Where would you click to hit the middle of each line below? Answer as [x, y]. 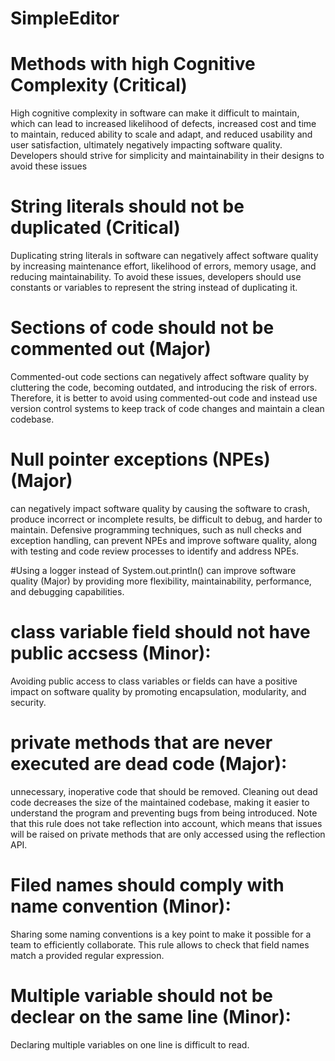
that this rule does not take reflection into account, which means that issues [166, 823]
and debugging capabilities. [67, 591]
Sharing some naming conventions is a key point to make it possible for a [161, 934]
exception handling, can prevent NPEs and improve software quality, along [164, 540]
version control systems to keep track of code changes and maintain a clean [167, 408]
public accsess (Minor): [111, 653]
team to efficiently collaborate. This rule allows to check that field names [160, 944]
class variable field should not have [160, 632]
